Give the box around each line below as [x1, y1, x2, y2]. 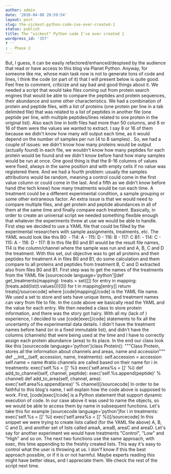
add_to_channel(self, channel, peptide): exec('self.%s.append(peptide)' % [5, 370, 161, 376]
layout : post [5, 17, 33, 22]
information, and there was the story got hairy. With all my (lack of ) [5, 310, 147, 316]
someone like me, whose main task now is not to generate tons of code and [5, 70, 164, 77]
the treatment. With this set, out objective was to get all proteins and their [5, 250, 160, 256]
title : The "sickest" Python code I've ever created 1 [5, 31, 125, 36]
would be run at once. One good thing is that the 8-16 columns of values [5, 157, 158, 164]
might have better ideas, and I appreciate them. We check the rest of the [5, 457, 158, 463]
